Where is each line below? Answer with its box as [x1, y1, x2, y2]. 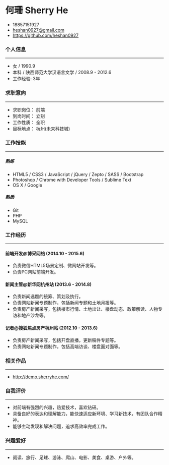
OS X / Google [12, 182, 43, 188]
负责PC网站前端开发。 [12, 269, 59, 275]
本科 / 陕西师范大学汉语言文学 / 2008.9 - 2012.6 [12, 69, 112, 76]
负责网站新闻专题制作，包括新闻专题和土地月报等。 [12, 300, 119, 306]
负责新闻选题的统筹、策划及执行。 [12, 294, 83, 300]
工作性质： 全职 [12, 119, 45, 125]
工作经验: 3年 [12, 76, 40, 82]
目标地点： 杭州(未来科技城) [12, 126, 70, 132]
